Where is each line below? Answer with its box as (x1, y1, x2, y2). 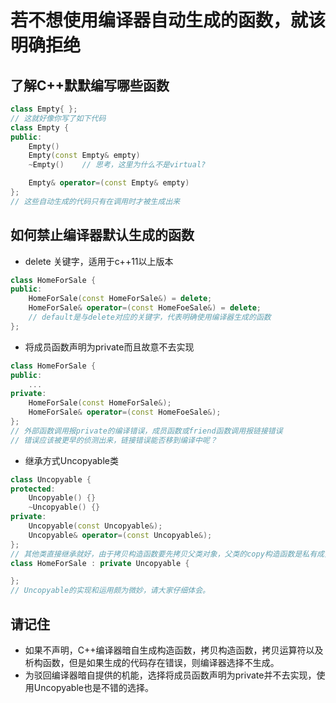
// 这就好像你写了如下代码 (10, 113, 107, 123)
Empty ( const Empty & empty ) (28, 151, 141, 161)
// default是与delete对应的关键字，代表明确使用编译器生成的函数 (28, 312, 272, 323)
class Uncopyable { (10, 474, 92, 485)
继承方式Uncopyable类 (24, 454, 119, 466)
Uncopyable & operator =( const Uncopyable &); (28, 530, 213, 540)
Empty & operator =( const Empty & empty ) (28, 178, 190, 188)
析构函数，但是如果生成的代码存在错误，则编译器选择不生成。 (24, 657, 280, 668)
